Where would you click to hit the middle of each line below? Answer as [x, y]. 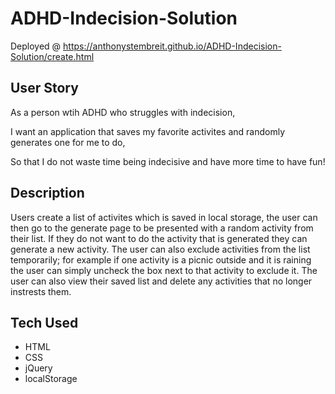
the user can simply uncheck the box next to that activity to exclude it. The [164, 270]
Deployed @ [36, 46]
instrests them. [41, 291]
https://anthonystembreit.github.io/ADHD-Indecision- [172, 46]
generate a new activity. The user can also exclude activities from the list [160, 249]
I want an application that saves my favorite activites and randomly [148, 131]
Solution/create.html [52, 56]
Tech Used [44, 322]
